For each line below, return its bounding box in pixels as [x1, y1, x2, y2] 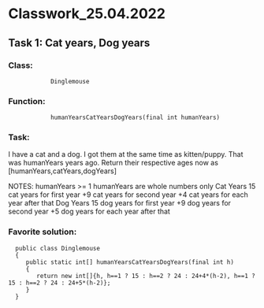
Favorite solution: [8, 226, 77, 237]
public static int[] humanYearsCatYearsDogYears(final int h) [25, 258, 235, 266]
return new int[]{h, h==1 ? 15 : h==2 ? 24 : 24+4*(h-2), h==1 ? [36, 272, 256, 280]
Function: [8, 95, 46, 106]
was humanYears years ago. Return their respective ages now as [8, 158, 219, 168]
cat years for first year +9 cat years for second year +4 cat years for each [8, 190, 248, 199]
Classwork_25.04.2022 [8, 5, 165, 23]
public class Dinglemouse [15, 244, 101, 252]
